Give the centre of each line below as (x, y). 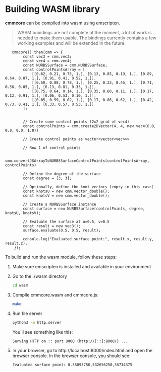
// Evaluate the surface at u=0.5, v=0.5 (66, 222)
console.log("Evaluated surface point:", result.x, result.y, (88, 239)
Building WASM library (53, 9)
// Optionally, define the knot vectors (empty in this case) (88, 187)
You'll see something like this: (43, 332)
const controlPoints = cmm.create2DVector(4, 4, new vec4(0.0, (89, 126)
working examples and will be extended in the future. (71, 43)
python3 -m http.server (37, 322)
